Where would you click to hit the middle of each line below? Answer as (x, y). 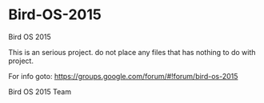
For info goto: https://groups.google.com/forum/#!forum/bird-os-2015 (123, 76)
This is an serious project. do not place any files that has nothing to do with (132, 52)
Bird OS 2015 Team (40, 91)
